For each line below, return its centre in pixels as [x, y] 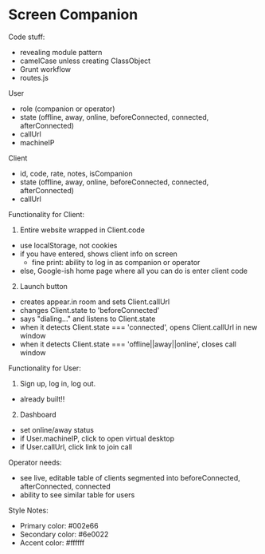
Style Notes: [29, 510]
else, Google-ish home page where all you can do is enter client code [134, 271]
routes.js [34, 77]
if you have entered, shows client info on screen [98, 254]
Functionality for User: [45, 368]
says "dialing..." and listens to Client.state [88, 319]
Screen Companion [73, 15]
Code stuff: [27, 37]
